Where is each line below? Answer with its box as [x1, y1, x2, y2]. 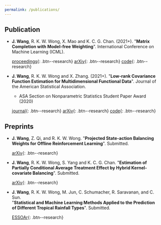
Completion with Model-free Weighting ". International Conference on [11, 44, 154, 50]
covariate [11, 170, 32, 176]
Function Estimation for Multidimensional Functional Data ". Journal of [11, 78, 157, 84]
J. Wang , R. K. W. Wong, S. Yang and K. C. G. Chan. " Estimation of [11, 160, 147, 165]
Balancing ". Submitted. [32, 170, 80, 176]
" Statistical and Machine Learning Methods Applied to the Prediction [11, 200, 155, 206]
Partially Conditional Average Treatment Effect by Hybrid [11, 165, 131, 171]
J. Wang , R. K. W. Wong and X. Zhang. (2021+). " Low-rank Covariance [11, 73, 156, 79]
